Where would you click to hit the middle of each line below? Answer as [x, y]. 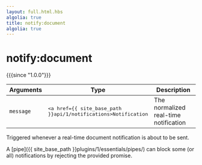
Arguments [26, 90]
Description [173, 90]
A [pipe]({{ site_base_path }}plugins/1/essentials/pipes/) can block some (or [100, 149]
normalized [170, 108]
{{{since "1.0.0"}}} [29, 75]
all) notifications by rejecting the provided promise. [69, 156]
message [20, 111]
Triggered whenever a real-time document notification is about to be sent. [98, 138]
